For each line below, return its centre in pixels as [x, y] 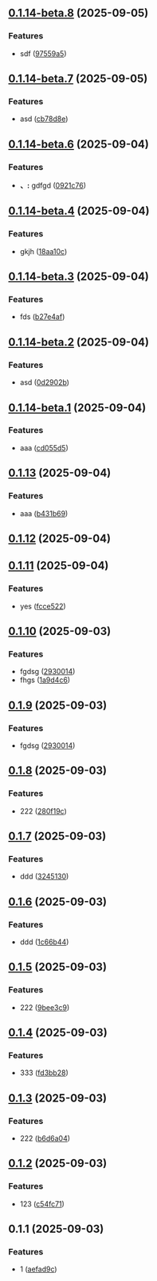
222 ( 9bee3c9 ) [45, 1007]
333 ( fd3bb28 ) [44, 1073]
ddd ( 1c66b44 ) [44, 942]
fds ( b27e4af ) [42, 317]
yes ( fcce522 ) [43, 606]
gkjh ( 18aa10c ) [43, 251]
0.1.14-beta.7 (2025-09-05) [78, 79]
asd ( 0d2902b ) [45, 382]
